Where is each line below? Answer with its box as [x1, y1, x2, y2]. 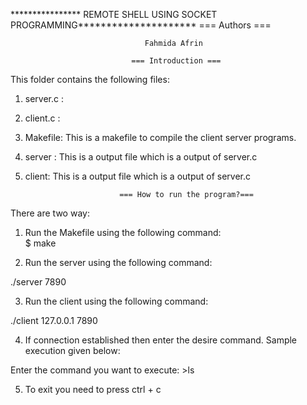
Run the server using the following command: [24, 257, 213, 268]
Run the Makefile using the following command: [24, 227, 222, 238]
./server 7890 [10, 276, 67, 288]
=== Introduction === [131, 56, 222, 66]
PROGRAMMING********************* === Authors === [10, 19, 272, 31]
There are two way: [10, 207, 90, 219]
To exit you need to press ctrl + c [24, 384, 162, 395]
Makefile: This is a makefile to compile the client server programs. [24, 132, 297, 143]
